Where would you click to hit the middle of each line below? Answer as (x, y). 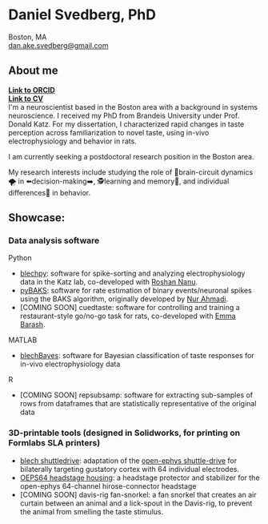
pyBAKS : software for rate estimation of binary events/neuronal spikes (136, 291)
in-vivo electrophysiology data (70, 364)
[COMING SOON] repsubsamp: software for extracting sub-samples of (136, 395)
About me (33, 71)
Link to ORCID (32, 90)
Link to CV (26, 99)
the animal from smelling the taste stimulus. (92, 511)
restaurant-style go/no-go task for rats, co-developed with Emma (128, 316)
